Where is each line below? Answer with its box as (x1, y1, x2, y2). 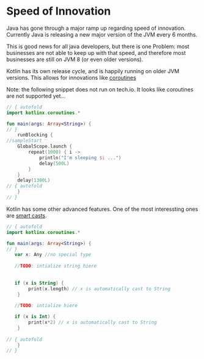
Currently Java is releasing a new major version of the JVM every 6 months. (6, 30, 197, 38)
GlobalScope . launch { (17, 143, 72, 150)
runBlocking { (17, 132, 53, 138)
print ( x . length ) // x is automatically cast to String (28, 285, 171, 292)
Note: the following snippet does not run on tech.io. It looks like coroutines (6, 85, 194, 93)
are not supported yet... (6, 92, 66, 99)
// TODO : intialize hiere (14, 303, 78, 309)
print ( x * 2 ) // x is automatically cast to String (28, 319, 157, 325)
